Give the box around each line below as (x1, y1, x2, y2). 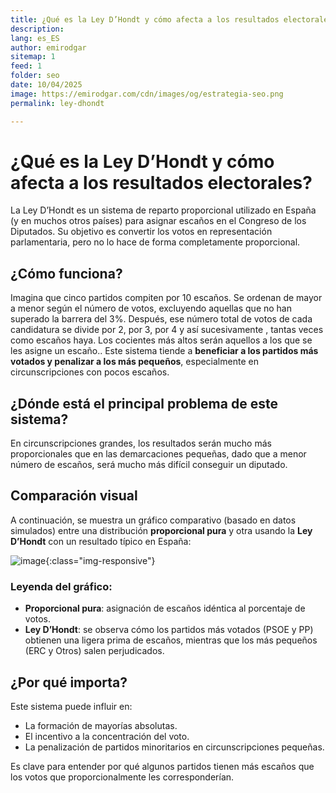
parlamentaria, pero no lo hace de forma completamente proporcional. (10, 236, 301, 248)
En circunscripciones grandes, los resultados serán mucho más (10, 437, 272, 450)
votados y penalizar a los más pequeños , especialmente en (10, 356, 259, 368)
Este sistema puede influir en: (10, 700, 133, 712)
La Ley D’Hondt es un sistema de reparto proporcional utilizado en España (10, 204, 317, 216)
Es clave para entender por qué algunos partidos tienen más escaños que (10, 760, 315, 772)
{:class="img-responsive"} (45, 554, 156, 566)
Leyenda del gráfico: (10, 579, 113, 593)
